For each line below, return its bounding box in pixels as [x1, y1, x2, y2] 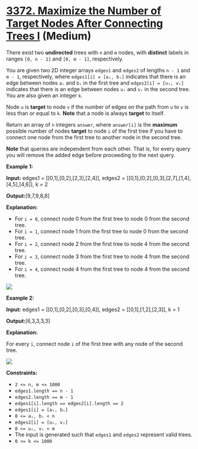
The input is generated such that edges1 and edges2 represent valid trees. [14, 431, 193, 438]
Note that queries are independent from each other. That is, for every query [6, 145, 191, 152]
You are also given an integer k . [6, 92, 83, 99]
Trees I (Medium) [6, 30, 92, 43]
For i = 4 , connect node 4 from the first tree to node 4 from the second [14, 265, 190, 272]
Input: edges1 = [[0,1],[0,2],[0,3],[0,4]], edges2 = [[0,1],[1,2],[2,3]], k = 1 [6, 306, 180, 313]
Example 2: [6, 294, 34, 302]
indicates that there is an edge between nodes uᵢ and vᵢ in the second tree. [6, 85, 190, 92]
